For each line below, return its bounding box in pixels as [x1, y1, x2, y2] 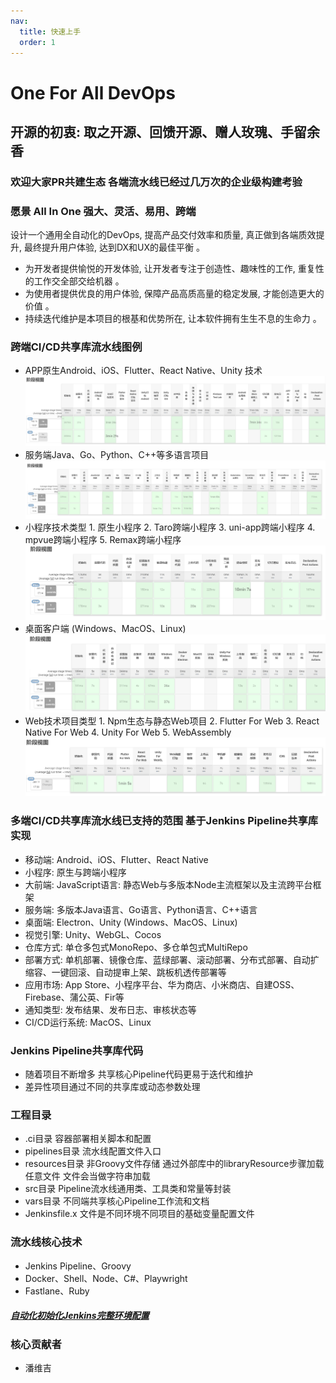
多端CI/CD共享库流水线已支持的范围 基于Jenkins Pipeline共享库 [10, 814, 319, 828]
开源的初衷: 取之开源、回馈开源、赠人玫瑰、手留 [10, 123, 307, 140]
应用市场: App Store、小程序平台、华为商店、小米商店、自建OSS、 [24, 978, 300, 990]
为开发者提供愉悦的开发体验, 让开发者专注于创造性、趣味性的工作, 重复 [24, 263, 316, 275]
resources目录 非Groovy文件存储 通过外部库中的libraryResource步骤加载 [24, 1158, 325, 1170]
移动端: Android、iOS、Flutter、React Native [24, 853, 209, 865]
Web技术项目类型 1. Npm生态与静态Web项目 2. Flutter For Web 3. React [24, 715, 320, 727]
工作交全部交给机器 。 [33, 275, 125, 287]
